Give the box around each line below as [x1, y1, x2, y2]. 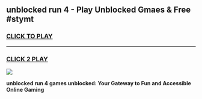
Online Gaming [6, 86, 44, 93]
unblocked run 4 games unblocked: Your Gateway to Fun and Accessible [6, 79, 191, 86]
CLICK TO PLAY [6, 32, 53, 41]
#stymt [6, 14, 34, 25]
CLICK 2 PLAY [6, 55, 48, 63]
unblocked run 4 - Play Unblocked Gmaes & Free [6, 5, 191, 15]
